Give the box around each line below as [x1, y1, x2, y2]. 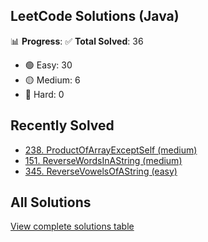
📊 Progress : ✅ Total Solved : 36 [10, 35, 144, 47]
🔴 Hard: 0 [24, 88, 65, 100]
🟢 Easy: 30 [24, 59, 73, 71]
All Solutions [10, 194, 92, 211]
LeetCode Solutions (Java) [10, 8, 180, 25]
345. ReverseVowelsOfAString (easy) [24, 165, 178, 177]
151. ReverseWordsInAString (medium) [24, 154, 183, 166]
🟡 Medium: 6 [24, 74, 81, 86]
